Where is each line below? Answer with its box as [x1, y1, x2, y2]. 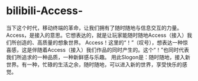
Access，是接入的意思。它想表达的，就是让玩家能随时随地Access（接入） [6, 31, 187, 39]
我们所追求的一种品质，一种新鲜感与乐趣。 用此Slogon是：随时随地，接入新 [6, 53, 190, 60]
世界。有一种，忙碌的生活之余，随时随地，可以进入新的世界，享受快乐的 [6, 60, 182, 68]
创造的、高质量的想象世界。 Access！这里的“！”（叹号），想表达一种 [16, 39, 183, 46]
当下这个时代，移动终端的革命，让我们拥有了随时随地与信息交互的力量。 [6, 24, 182, 31]
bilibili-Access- [6, 4, 83, 18]
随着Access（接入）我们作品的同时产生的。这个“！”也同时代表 [37, 46, 189, 53]
